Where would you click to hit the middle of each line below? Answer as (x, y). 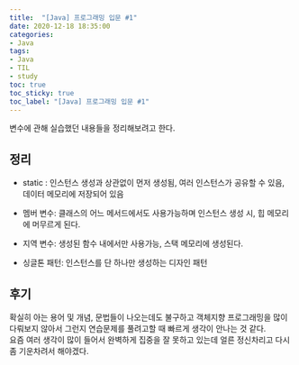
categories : (32, 34)
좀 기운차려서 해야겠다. (49, 351)
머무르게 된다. (56, 224)
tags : (19, 51)
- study (24, 77)
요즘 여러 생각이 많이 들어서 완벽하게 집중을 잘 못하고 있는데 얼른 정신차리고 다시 (150, 340)
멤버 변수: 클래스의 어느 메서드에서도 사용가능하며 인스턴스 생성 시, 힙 (144, 214)
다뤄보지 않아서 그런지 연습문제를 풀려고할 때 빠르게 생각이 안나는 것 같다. (138, 328)
